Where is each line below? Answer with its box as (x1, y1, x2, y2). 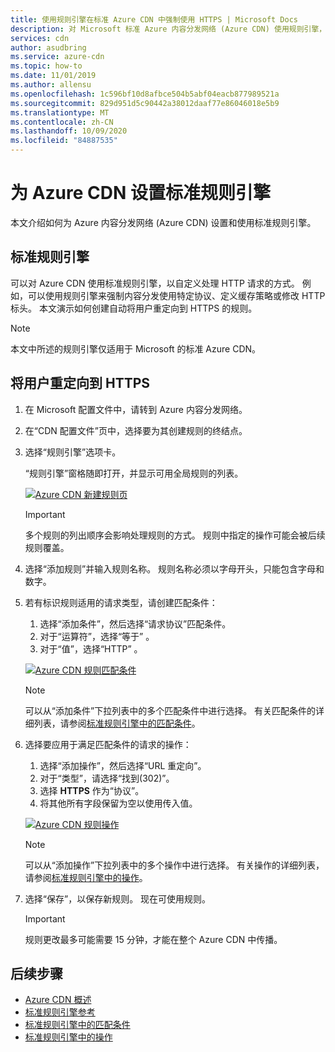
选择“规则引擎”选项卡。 (24, 446, 122, 458)
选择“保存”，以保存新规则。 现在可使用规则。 (24, 892, 212, 905)
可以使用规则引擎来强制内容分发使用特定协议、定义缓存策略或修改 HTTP (27, 289, 326, 301)
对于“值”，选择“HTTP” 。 (39, 642, 143, 655)
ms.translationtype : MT (10, 107, 110, 118)
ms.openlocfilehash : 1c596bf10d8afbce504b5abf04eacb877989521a (10, 89, 280, 99)
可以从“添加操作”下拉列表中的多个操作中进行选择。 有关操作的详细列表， (24, 859, 325, 871)
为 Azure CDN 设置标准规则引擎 (10, 182, 271, 205)
